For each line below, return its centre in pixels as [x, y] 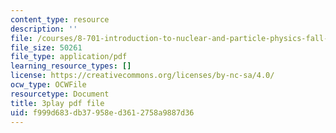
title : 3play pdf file [57, 103]
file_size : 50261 [46, 47]
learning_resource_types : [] [71, 66]
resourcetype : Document [60, 94]
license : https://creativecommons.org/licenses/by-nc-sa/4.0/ [142, 76]
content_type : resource [60, 19]
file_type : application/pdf [69, 57]
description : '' [44, 29]
